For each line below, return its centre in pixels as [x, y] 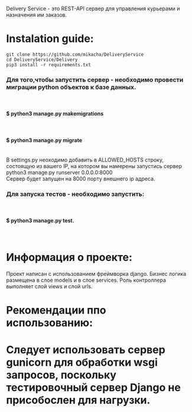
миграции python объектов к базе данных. [71, 87]
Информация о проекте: [69, 257]
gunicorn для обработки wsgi [82, 363]
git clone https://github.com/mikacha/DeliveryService [75, 54]
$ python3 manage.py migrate [44, 140]
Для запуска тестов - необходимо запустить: [75, 194]
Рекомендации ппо [56, 310]
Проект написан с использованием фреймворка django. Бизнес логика [96, 274]
